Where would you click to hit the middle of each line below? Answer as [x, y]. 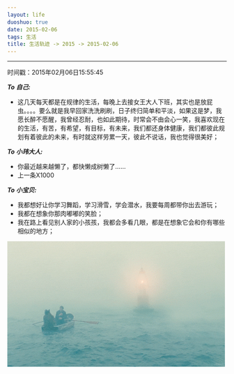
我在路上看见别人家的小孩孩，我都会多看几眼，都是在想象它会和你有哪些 [121, 223]
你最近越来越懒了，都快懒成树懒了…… [71, 167]
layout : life [26, 15]
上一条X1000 [36, 175]
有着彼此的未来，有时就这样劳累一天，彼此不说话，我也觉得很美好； [121, 137]
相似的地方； [36, 231]
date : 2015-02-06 [32, 29]
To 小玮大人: [25, 152]
